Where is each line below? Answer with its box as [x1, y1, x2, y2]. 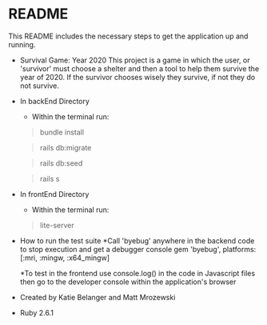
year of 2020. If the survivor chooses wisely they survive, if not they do [19, 72, 256, 82]
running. [8, 39, 36, 49]
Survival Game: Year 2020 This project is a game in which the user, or [19, 55, 250, 65]
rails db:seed [39, 158, 83, 168]
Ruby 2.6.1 [19, 307, 54, 317]
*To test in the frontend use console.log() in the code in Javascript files [19, 268, 256, 278]
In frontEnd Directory [19, 189, 90, 199]
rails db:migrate [39, 142, 92, 152]
